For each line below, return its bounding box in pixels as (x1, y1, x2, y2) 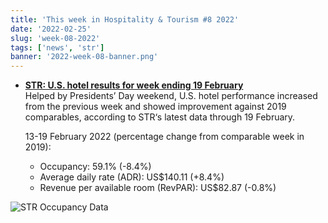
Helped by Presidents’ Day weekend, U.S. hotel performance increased (24, 90, 318, 102)
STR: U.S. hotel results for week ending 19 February (24, 79, 244, 91)
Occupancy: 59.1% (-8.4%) (39, 161, 152, 173)
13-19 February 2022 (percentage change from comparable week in (24, 131, 305, 143)
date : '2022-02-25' (10, 24, 92, 34)
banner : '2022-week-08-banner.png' (10, 52, 159, 62)
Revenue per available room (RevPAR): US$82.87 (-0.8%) (39, 182, 277, 194)
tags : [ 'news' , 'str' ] (10, 42, 105, 53)
